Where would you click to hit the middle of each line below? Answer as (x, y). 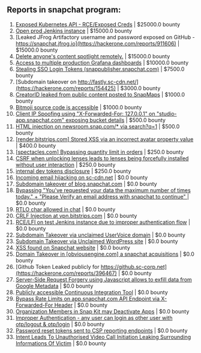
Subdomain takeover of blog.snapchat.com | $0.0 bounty (86, 184)
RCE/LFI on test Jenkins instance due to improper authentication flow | (103, 222)
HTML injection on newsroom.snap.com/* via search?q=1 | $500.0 (97, 126)
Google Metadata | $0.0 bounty (54, 286)
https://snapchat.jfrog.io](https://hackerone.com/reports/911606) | (97, 43)
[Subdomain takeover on (46, 82)
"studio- (166, 113)
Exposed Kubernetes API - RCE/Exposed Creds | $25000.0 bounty (98, 24)
